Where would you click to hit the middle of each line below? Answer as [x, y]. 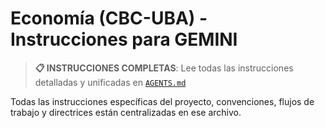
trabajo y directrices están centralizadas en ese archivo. [126, 112]
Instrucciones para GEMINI [124, 39]
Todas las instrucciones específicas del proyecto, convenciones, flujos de [162, 101]
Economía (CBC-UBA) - [109, 18]
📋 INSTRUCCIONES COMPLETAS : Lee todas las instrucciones [164, 68]
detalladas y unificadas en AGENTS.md [110, 82]
